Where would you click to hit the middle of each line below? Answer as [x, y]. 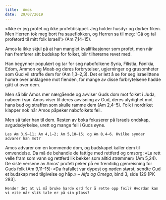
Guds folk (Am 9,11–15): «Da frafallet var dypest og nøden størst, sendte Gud [83, 169]
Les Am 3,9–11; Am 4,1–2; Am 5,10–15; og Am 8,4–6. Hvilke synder [75, 134]
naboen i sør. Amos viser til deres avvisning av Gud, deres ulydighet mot [79, 99]
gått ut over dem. [23, 84]
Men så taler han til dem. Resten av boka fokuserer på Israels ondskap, [78, 120]
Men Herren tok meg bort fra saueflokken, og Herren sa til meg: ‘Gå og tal [81, 34]
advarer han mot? [23, 138]
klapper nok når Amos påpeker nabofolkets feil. [54, 110]
